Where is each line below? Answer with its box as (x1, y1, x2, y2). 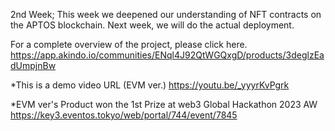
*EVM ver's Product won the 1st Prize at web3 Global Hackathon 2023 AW (10, 99, 318, 110)
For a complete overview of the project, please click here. (10, 39, 248, 50)
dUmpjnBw (10, 60, 57, 71)
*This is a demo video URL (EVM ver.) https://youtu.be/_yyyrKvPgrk (10, 79, 290, 91)
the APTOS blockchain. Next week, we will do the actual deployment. (10, 19, 295, 31)
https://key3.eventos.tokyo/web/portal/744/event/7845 (10, 109, 238, 121)
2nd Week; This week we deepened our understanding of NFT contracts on (10, 9, 322, 20)
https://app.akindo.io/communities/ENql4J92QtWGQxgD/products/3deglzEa (10, 49, 325, 61)
